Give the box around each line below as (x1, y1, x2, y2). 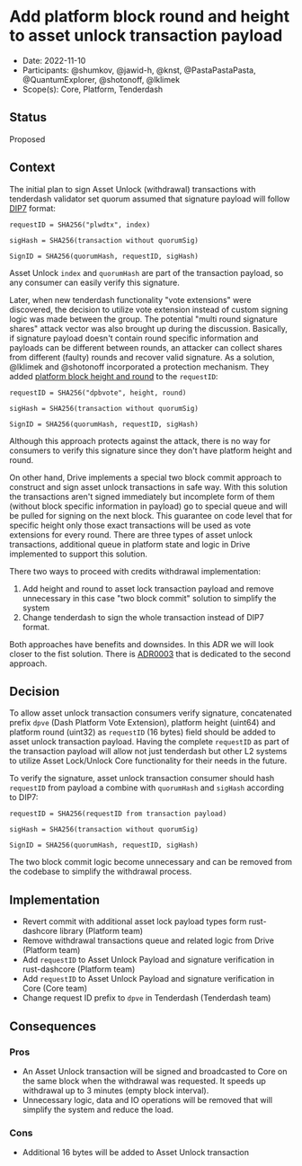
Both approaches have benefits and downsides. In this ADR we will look (9, 638, 274, 649)
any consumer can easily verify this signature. (9, 277, 180, 288)
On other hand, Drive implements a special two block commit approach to (9, 472, 282, 483)
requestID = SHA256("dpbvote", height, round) (9, 388, 187, 397)
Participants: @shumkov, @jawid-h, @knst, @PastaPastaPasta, (22, 65, 256, 76)
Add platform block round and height (9, 6, 290, 27)
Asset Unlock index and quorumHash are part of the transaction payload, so (9, 267, 284, 278)
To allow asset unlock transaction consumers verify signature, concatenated (9, 708, 292, 718)
